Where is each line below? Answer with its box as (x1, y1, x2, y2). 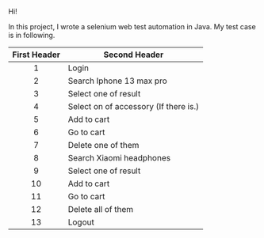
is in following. (8, 31, 55, 40)
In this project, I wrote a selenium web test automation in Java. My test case (8, 22, 256, 31)
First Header (12, 49, 61, 60)
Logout (67, 217, 95, 228)
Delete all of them (67, 204, 134, 214)
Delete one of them (67, 140, 140, 150)
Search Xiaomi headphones (67, 153, 171, 163)
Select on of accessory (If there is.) (67, 101, 200, 111)
